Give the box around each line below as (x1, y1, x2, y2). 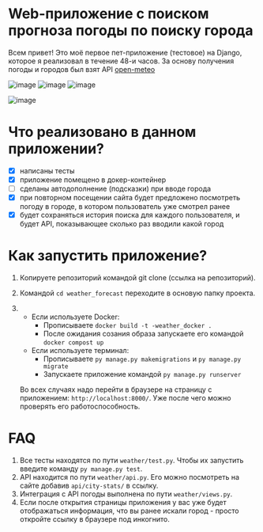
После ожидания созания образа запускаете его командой (43, 329, 244, 339)
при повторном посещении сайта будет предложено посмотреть (19, 193, 241, 203)
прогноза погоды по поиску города (8, 21, 254, 40)
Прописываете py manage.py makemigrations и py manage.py (43, 354, 242, 364)
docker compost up (43, 339, 104, 347)
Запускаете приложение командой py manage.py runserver (43, 370, 242, 379)
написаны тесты (19, 165, 75, 175)
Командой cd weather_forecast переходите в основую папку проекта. (19, 288, 256, 298)
